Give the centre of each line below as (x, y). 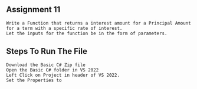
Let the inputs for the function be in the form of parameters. (87, 33)
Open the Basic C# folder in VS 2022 (52, 70)
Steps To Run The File (47, 51)
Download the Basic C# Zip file (46, 65)
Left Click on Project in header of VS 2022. (63, 75)
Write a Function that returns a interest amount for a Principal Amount (99, 23)
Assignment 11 (33, 10)
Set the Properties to (34, 80)
